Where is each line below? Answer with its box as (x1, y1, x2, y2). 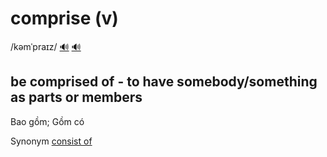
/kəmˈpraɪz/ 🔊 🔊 (10, 40, 82, 52)
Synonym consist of (10, 135, 93, 147)
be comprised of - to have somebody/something (10, 73, 318, 91)
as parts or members (10, 89, 143, 106)
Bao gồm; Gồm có (10, 115, 85, 127)
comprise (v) (10, 7, 119, 30)
